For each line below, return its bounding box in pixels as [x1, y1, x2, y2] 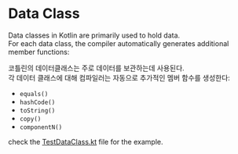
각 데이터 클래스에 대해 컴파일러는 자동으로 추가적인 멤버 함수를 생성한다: [8, 73, 230, 82]
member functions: [8, 47, 70, 56]
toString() [19, 106, 56, 114]
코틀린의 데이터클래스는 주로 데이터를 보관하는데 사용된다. [8, 63, 185, 73]
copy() [19, 115, 42, 123]
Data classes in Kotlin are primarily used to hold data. [8, 30, 181, 40]
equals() [19, 90, 49, 98]
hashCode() [19, 98, 56, 106]
